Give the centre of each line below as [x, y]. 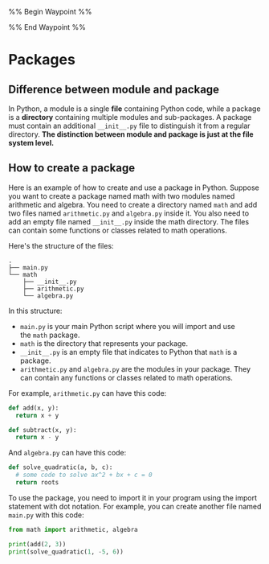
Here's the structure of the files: [61, 245]
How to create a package [72, 168]
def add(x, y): [34, 408]
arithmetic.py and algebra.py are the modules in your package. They [135, 368]
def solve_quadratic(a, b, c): [61, 467]
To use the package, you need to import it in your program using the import [132, 497]
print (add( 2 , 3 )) [37, 544]
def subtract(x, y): [43, 430]
